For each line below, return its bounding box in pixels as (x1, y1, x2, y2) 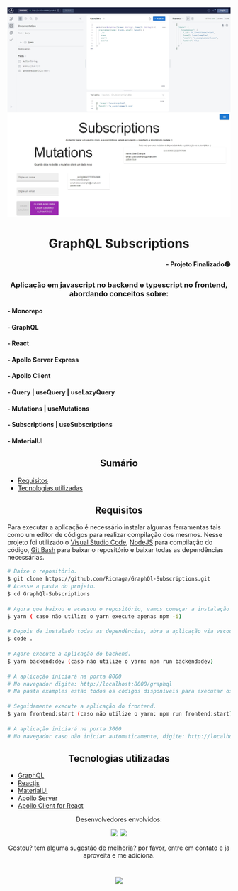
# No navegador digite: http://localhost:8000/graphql (7, 680, 173, 688)
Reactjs (17, 779, 40, 787)
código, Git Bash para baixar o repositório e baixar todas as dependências (7, 546, 224, 554)
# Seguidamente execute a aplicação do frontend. (7, 703, 157, 710)
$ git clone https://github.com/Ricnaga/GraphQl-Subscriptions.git (7, 576, 211, 583)
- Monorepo (7, 307, 43, 315)
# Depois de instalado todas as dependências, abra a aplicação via (7, 628, 214, 635)
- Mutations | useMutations (7, 404, 90, 413)
